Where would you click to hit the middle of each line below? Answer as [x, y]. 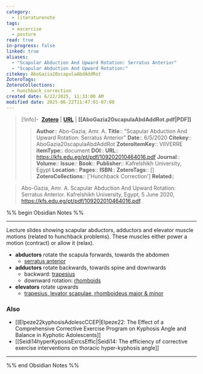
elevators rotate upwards [47, 287]
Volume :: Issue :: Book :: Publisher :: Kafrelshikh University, [109, 163]
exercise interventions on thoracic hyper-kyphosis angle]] [87, 348]
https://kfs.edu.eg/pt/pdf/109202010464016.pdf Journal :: [108, 157]
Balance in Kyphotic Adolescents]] [58, 335]
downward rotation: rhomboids [63, 280]
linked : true [23, 52]
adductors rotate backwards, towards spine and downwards [90, 267]
